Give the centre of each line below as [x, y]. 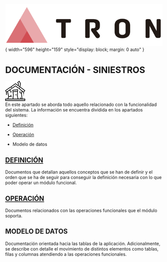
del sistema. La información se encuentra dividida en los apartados [74, 110]
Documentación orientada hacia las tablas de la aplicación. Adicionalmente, [83, 243]
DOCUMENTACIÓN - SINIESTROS [75, 70]
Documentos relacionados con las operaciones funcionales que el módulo [81, 210]
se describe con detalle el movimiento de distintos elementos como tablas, [82, 248]
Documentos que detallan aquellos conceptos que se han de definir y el [79, 172]
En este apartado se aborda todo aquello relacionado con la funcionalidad [81, 104]
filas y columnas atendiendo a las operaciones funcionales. [66, 254]
